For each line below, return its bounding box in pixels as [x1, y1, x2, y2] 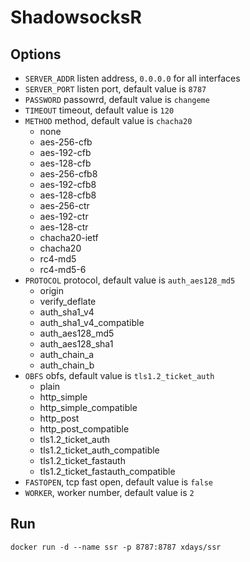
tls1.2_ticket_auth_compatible [39, 444, 160, 456]
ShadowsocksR [10, 6, 142, 29]
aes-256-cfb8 [39, 168, 98, 180]
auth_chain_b [39, 359, 95, 371]
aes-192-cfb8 [39, 179, 97, 190]
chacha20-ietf [39, 232, 99, 243]
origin [39, 285, 65, 296]
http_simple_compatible [39, 402, 138, 413]
